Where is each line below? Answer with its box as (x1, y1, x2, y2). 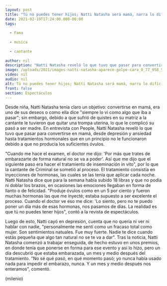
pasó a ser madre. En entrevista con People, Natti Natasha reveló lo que (5, 125, 153, 131)
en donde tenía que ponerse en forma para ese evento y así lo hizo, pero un (5, 245, 161, 251)
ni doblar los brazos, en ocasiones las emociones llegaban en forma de (5, 183, 151, 189)
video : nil (5, 72, 28, 77)
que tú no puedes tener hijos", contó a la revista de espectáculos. (5, 209, 140, 215)
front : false (5, 86, 32, 91)
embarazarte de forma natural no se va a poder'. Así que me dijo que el (5, 156, 151, 162)
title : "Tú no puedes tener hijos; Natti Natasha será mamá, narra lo (5, 12, 155, 17)
